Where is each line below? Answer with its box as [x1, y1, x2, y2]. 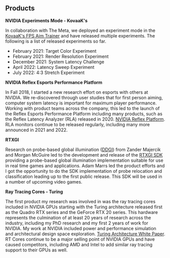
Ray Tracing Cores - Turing [5, 189, 63, 195]
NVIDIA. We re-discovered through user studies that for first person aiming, [5, 94, 163, 100]
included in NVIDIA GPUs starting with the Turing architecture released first [5, 204, 163, 210]
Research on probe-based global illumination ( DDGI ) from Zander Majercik [5, 146, 161, 153]
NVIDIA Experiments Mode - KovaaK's [5, 17, 88, 23]
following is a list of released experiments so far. [5, 38, 107, 44]
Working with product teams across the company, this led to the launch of [5, 105, 160, 111]
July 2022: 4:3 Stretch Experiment [12, 69, 85, 76]
